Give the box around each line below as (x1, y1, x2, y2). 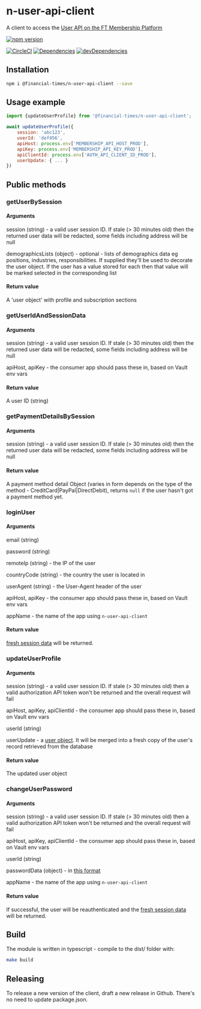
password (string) (6, 548, 50, 555)
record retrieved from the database (6, 743, 93, 750)
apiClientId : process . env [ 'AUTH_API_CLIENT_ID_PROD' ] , (17, 152, 157, 158)
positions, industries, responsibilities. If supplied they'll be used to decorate (6, 256, 193, 263)
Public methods (6, 179, 66, 190)
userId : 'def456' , (17, 135, 63, 142)
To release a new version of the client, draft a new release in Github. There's (6, 990, 195, 997)
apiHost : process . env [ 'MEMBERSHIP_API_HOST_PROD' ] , (17, 140, 149, 146)
